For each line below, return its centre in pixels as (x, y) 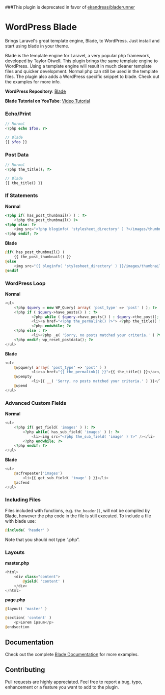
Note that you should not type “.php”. (42, 540)
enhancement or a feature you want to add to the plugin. (62, 687)
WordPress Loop (25, 283)
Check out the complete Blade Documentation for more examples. (72, 654)
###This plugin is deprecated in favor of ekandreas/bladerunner (70, 7)
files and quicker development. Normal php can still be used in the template (82, 71)
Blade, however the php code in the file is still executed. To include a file (78, 516)
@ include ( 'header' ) (27, 530)
